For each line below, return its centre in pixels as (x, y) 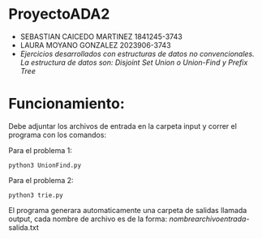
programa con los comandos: (58, 134)
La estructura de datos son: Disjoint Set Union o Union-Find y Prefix (134, 62)
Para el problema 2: (41, 180)
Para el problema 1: (41, 150)
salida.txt (24, 227)
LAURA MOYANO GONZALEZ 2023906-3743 (96, 45)
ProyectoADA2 (59, 14)
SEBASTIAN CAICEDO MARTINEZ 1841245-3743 (101, 36)
